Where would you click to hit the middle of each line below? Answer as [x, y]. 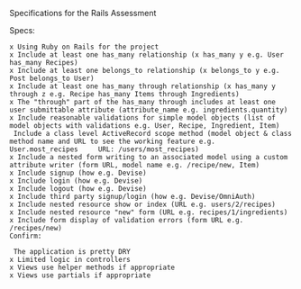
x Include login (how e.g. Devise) [76, 181]
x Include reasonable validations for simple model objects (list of [143, 118]
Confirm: [26, 236]
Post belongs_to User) [52, 78]
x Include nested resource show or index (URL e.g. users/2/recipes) [143, 204]
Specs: [23, 30]
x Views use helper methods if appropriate [92, 267]
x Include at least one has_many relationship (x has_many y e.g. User [146, 55]
